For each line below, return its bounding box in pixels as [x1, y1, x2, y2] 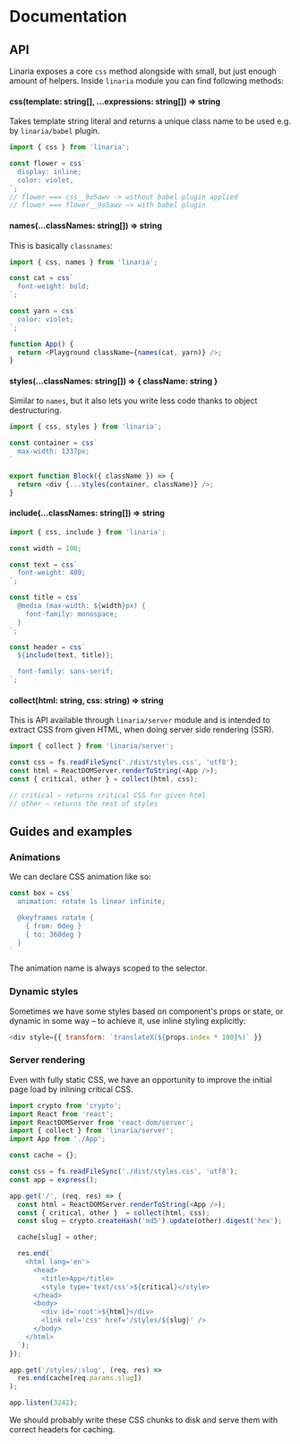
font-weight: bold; [17, 282, 90, 291]
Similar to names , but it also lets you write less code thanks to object [9, 395, 258, 406]
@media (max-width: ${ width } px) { [17, 602, 146, 611]
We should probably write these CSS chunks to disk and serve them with [9, 1414, 279, 1425]
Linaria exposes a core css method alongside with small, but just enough [9, 66, 278, 76]
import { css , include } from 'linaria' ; [9, 527, 167, 536]
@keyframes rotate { [17, 913, 94, 922]
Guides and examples [9, 823, 133, 839]
